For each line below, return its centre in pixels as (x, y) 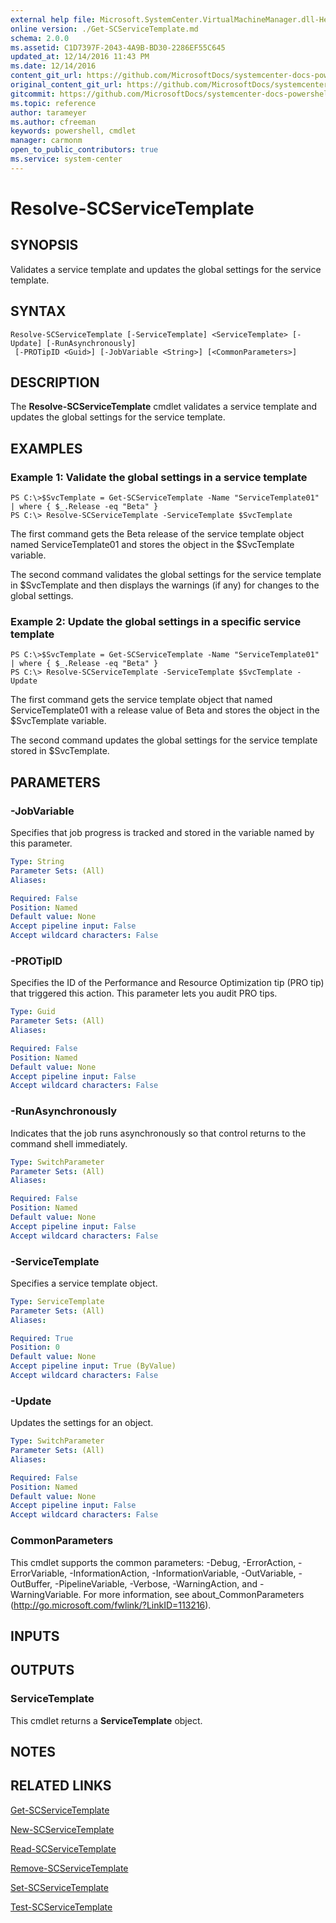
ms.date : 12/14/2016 (53, 66)
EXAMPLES (46, 448)
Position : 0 (35, 1347)
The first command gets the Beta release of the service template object (157, 534)
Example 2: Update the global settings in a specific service (156, 621)
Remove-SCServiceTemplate (69, 1868)
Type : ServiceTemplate (57, 1301)
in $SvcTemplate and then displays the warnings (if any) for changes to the (165, 585)
